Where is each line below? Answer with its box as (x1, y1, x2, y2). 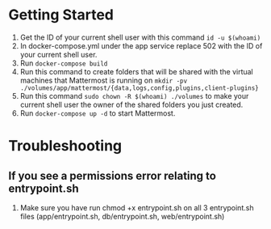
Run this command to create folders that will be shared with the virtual (19, 66, 254, 76)
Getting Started (8, 6, 115, 24)
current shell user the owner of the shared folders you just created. (19, 100, 244, 109)
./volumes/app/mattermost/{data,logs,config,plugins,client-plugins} (19, 83, 260, 92)
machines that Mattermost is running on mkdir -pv (19, 75, 188, 85)
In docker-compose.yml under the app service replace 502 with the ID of (19, 40, 263, 50)
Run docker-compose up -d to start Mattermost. (19, 108, 176, 118)
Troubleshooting (8, 137, 123, 155)
